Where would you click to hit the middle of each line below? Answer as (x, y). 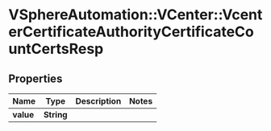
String (55, 115)
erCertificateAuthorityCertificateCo (131, 32)
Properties (35, 78)
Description (98, 101)
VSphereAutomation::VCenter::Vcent (135, 15)
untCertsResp (56, 49)
